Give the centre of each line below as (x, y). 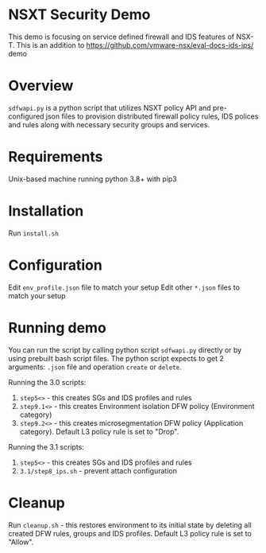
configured (26, 116)
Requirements (56, 157)
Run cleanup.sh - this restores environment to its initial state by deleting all (130, 525)
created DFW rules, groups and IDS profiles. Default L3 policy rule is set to (130, 533)
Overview (41, 86)
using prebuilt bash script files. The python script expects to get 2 (116, 358)
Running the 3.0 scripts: (47, 382)
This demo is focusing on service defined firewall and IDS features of (121, 37)
